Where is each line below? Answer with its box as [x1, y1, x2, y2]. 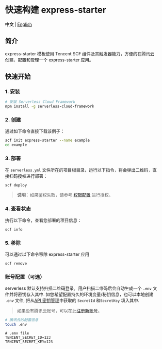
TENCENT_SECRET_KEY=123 [5, 339, 53, 344]
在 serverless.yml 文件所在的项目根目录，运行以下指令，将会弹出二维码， [5, 167, 153, 173]
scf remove [5, 261, 27, 266]
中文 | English [5, 21, 32, 27]
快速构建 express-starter [5, 4, 106, 16]
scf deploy [5, 183, 27, 187]
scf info [5, 227, 23, 232]
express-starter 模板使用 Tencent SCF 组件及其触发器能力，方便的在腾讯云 [5, 50, 155, 56]
